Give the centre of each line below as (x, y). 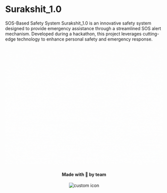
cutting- (151, 34)
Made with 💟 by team (84, 174)
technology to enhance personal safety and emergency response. (85, 39)
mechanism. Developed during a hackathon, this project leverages (73, 34)
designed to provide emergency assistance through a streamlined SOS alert (83, 28)
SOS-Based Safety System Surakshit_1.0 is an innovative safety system (78, 23)
